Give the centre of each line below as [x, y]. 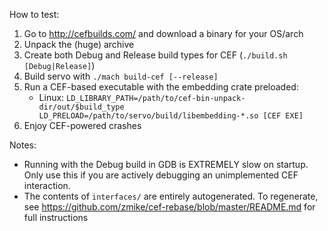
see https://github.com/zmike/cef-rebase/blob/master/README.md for [169, 207]
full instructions [56, 217]
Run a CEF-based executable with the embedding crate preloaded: [161, 87]
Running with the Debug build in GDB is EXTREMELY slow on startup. [166, 164]
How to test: [34, 14]
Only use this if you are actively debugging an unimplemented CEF [161, 175]
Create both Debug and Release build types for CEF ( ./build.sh [155, 55]
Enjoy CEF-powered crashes [82, 125]
